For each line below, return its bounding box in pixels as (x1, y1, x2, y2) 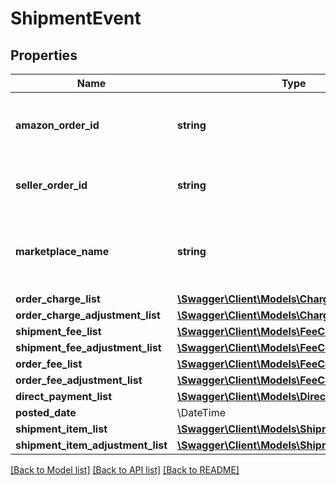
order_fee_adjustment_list (15, 373, 143, 387)
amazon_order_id (15, 118, 100, 132)
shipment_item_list (15, 422, 108, 436)
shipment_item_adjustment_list (15, 438, 168, 452)
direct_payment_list (15, 390, 112, 403)
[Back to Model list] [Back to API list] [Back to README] (10, 464, 240, 476)
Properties (10, 47, 78, 64)
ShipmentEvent (10, 7, 142, 30)
